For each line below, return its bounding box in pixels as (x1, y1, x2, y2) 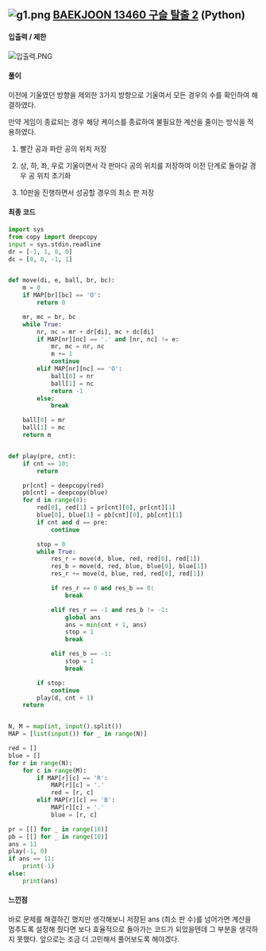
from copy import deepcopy (8, 232, 98, 241)
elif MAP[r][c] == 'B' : (37, 796, 115, 805)
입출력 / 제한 (8, 32, 47, 41)
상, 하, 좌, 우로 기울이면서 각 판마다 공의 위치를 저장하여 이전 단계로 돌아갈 (19, 161, 249, 170)
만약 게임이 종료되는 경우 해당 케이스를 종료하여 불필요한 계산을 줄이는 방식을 (8, 117, 246, 127)
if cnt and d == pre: (37, 518, 109, 526)
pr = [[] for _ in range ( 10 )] (8, 825, 109, 833)
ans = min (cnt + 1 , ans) (64, 621, 148, 629)
